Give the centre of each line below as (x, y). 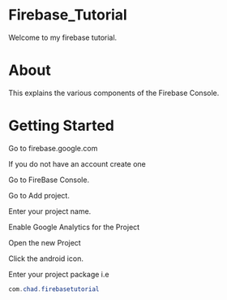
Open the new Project (45, 242)
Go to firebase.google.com (53, 148)
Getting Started (62, 126)
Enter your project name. (50, 211)
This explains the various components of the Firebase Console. (114, 93)
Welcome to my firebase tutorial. (63, 37)
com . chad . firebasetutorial (54, 289)
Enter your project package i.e (59, 274)
